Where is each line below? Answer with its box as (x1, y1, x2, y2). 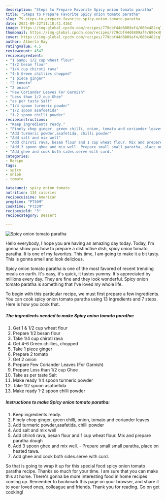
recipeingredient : (5, 53, 43, 58)
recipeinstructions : (5, 117, 48, 122)
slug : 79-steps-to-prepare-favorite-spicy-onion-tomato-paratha (5, 16, 140, 21)
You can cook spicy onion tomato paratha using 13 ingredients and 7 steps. (5, 296, 158, 302)
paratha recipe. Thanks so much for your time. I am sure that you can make (5, 468, 158, 474)
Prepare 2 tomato (12, 351, 48, 357)
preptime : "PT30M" (5, 199, 43, 204)
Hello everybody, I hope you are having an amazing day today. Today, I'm (5, 240, 155, 246)
